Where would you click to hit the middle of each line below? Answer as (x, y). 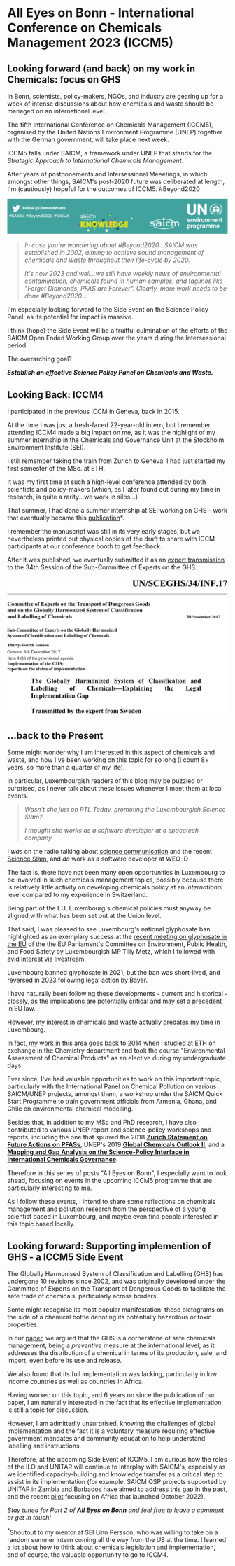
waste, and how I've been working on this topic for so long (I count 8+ (108, 760)
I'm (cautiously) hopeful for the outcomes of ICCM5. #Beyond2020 (104, 189)
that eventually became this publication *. (66, 518)
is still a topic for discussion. (48, 1410)
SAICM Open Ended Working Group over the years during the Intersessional (116, 338)
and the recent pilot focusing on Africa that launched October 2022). (106, 1497)
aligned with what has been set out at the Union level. (85, 916)
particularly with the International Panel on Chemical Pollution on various (112, 1086)
